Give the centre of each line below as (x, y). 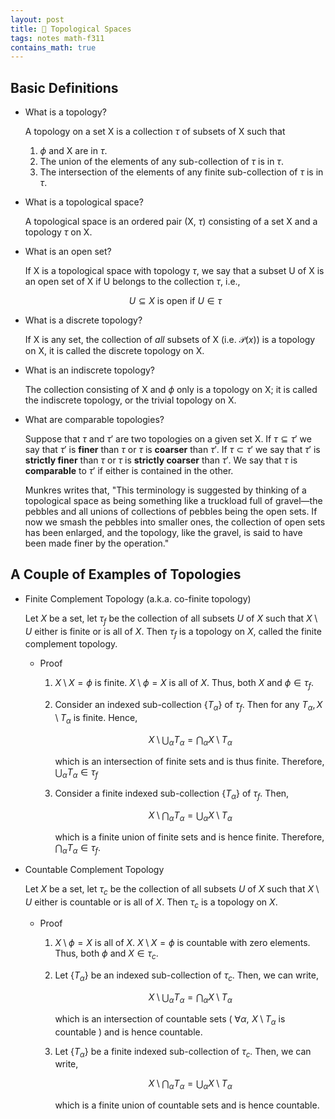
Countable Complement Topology (94, 869)
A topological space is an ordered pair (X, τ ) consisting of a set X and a (171, 222)
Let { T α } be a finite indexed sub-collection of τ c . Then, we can (183, 1052)
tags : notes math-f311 (57, 38)
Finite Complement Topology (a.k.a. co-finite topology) (138, 598)
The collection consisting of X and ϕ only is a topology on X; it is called (171, 390)
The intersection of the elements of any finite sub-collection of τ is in (181, 172)
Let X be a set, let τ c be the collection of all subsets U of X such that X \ (172, 889)
